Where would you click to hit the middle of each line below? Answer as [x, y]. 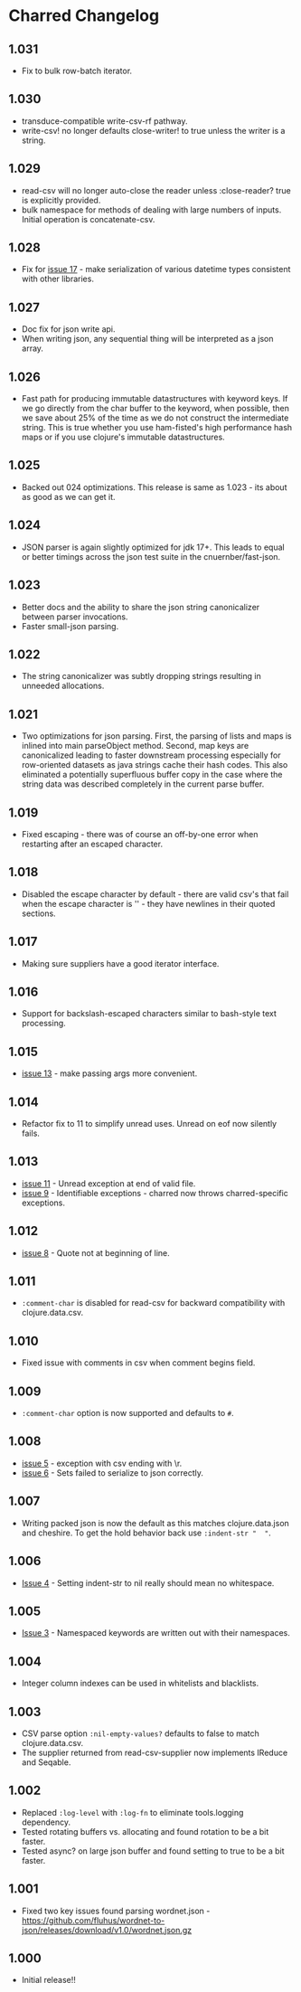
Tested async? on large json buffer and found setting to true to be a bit [153, 1851]
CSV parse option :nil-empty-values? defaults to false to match [140, 1733]
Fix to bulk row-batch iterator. [77, 71]
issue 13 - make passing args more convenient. [109, 1073]
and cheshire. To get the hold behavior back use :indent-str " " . [146, 1533]
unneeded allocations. [63, 686]
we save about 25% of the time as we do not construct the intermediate [155, 418]
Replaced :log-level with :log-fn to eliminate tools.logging [132, 1812]
